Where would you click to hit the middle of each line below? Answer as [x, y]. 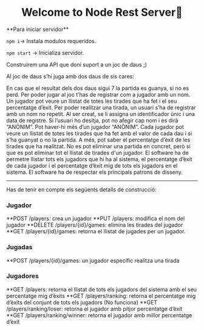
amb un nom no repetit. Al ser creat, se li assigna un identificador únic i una [101, 114]
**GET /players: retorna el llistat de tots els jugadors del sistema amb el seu [102, 289]
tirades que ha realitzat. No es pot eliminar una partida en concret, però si [99, 146]
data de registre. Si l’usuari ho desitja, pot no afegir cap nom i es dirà [92, 120]
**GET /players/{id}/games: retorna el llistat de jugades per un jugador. [96, 232]
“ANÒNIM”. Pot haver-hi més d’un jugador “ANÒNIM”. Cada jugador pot [95, 126]
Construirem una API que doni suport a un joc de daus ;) [77, 64]
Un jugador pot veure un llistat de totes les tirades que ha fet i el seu [92, 101]
